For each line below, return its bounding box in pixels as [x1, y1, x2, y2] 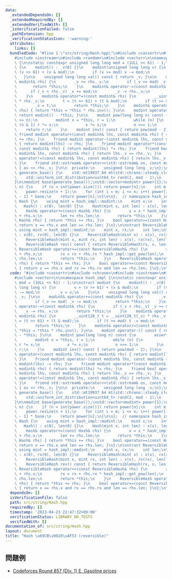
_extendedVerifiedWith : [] [10, 22, 68, 27]
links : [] [14, 46, 36, 51]
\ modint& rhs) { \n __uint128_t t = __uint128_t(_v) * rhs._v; [14, 313, 168, 319]
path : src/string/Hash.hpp [10, 500, 68, 505]
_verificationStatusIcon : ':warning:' [10, 37, 93, 42]
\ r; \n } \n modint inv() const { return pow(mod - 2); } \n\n [14, 347, 161, 352]
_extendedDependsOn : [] [10, 12, 60, 17]
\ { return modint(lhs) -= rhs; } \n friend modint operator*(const [14, 141, 168, 147]
